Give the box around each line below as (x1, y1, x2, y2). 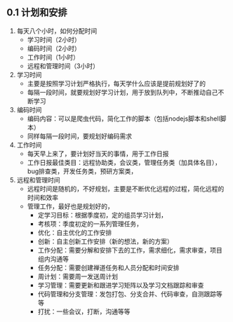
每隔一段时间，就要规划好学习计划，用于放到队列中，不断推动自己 (27, 88, 218, 96)
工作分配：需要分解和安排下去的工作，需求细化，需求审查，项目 (37, 246, 222, 254)
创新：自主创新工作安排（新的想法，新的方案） (37, 237, 173, 246)
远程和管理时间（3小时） (27, 62, 100, 70)
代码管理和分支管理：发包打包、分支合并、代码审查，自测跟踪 (37, 290, 217, 298)
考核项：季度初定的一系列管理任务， (37, 220, 143, 228)
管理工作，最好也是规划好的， (27, 202, 114, 210)
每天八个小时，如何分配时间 (16, 27, 98, 35)
